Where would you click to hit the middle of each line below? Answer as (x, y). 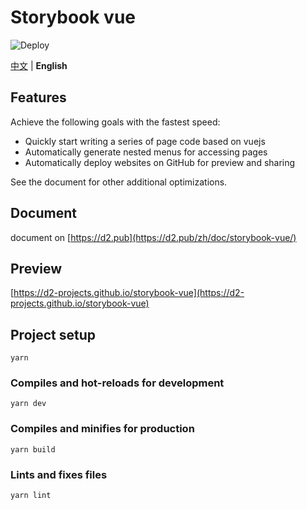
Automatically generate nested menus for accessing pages (146, 152)
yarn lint (31, 496)
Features (38, 97)
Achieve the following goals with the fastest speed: (115, 122)
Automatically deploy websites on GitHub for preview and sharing (160, 162)
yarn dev (28, 404)
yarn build (33, 449)
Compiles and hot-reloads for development (117, 383)
